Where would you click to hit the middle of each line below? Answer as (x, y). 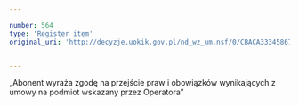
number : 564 (31, 25)
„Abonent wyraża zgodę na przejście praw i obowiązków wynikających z (142, 83)
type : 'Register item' (51, 33)
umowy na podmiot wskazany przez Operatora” (97, 92)
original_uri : (36, 42)
